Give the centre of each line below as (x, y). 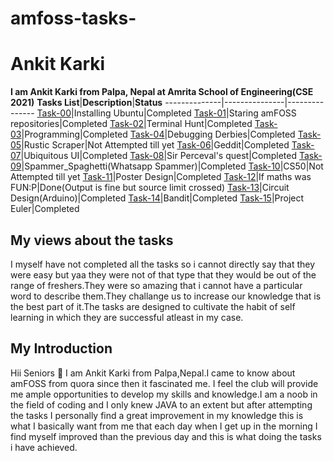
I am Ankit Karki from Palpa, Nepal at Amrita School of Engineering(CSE (162, 92)
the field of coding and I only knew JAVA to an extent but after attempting (161, 404)
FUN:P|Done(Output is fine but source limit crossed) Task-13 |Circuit (150, 188)
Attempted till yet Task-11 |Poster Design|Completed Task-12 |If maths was (161, 177)
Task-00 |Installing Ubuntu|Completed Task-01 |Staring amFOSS (166, 113)
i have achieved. (44, 447)
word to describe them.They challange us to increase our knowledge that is (166, 296)
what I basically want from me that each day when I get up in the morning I (164, 426)
